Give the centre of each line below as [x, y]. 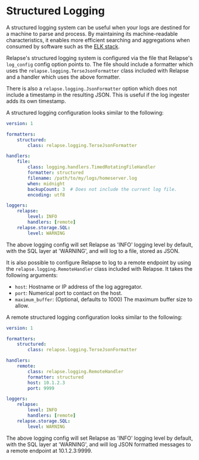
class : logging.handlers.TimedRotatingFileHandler [92, 167]
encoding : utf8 [46, 195]
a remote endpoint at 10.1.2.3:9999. [49, 450]
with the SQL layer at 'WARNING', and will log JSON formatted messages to [99, 444]
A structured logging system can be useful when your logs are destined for [98, 27]
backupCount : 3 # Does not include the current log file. [102, 189]
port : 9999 [41, 388]
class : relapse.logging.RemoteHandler [76, 371]
